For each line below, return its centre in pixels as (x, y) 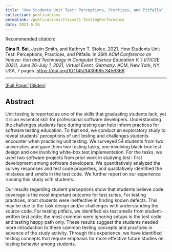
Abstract (20, 101)
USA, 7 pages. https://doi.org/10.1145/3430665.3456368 (65, 71)
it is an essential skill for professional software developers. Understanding (83, 120)
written (13, 217)
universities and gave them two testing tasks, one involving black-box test (83, 147)
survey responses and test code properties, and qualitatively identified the (84, 169)
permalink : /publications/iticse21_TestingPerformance (65, 20)
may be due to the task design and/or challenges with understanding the (82, 206)
